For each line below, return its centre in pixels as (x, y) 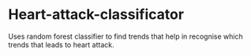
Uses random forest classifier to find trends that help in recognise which (126, 36)
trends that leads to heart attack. (61, 44)
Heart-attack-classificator (96, 15)
